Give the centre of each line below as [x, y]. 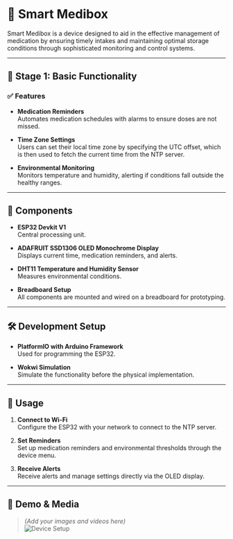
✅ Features [26, 96]
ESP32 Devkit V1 [42, 228]
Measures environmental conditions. [69, 276]
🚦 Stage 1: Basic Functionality [72, 77]
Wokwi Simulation [44, 368]
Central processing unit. [52, 234]
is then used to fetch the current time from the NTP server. [101, 154]
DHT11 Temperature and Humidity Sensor [78, 269]
